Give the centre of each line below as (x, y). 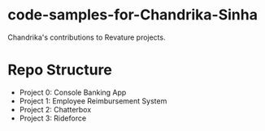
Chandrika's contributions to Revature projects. (87, 37)
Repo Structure (60, 70)
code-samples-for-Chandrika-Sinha (132, 15)
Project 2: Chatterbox (55, 109)
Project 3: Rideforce (53, 118)
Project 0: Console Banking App (73, 92)
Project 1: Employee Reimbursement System (93, 101)
